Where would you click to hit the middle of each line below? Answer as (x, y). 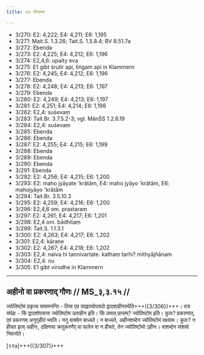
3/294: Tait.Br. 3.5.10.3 (43, 196)
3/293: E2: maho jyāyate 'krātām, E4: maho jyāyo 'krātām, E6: (92, 183)
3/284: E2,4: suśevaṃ (43, 125)
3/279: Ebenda (34, 92)
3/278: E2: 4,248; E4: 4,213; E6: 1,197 (61, 86)
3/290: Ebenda (34, 164)
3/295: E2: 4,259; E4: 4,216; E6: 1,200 (63, 202)
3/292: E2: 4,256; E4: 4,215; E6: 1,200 (63, 176)
